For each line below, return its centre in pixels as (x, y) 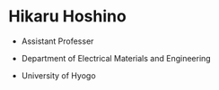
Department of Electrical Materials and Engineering (116, 58)
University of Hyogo (58, 75)
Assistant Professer (57, 41)
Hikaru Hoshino (67, 16)
